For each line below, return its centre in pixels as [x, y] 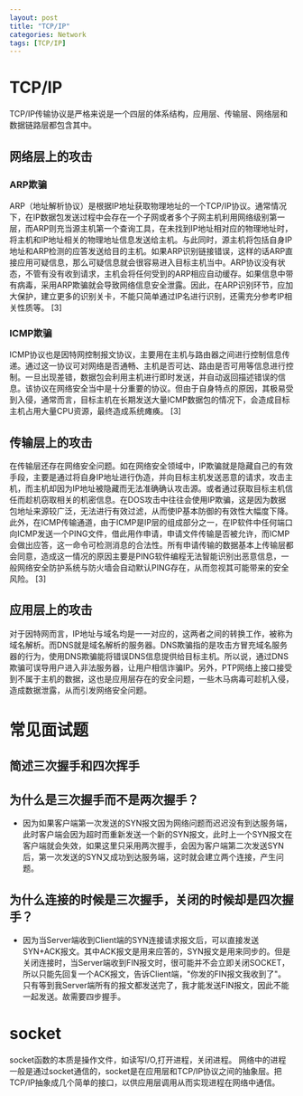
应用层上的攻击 [51, 610]
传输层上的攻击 [51, 443]
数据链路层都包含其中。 [53, 125]
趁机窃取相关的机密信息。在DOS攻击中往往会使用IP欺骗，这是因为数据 [156, 499]
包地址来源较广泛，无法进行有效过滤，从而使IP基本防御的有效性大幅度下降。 [151, 511]
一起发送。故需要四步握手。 [74, 997]
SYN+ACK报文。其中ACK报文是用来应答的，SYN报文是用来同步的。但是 [156, 951]
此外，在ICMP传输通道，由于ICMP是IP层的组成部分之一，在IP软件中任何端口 [151, 522]
